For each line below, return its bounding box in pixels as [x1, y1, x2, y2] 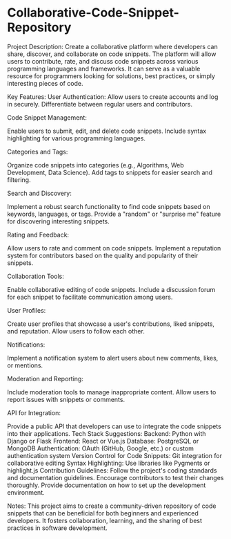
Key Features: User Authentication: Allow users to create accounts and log [7, 92, 219, 101]
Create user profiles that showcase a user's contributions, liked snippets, [7, 320, 215, 328]
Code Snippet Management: [7, 113, 88, 122]
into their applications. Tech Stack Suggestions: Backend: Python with [7, 429, 206, 437]
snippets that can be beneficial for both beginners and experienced [7, 509, 199, 517]
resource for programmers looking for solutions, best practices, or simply [7, 71, 216, 80]
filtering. [7, 175, 31, 184]
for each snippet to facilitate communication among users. [7, 293, 173, 301]
